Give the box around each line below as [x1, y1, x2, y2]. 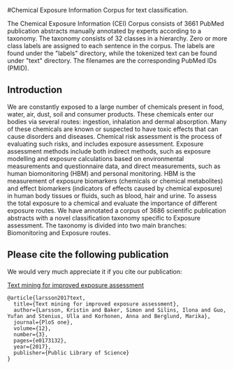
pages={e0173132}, [13, 337, 68, 344]
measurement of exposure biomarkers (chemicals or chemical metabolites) [7, 176, 224, 185]
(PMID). [7, 64, 29, 72]
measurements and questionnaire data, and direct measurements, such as [7, 162, 221, 170]
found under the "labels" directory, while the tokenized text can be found [7, 49, 217, 57]
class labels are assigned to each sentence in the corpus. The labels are [7, 42, 215, 50]
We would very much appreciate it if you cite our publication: [7, 267, 183, 276]
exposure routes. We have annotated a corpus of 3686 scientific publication [7, 206, 226, 215]
